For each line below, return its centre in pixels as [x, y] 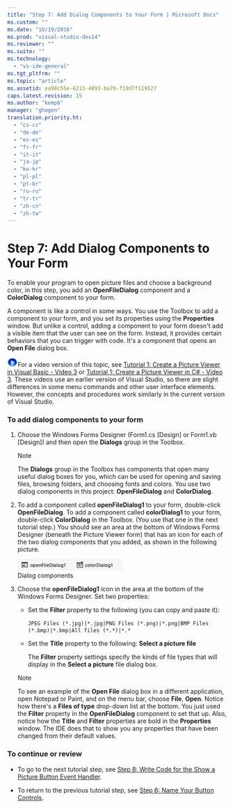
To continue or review [45, 754]
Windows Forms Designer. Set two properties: [83, 597]
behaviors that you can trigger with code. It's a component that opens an [112, 341]
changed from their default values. [67, 736]
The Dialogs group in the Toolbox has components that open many [113, 469]
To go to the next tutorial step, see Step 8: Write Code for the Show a [116, 769]
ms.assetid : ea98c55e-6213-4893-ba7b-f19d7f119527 [82, 88]
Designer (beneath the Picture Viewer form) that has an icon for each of [120, 535]
